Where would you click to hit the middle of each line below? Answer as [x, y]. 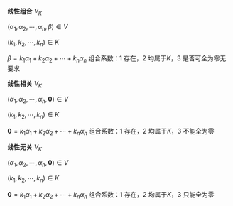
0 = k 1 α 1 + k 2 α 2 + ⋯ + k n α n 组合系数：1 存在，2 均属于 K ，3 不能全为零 [111, 132]
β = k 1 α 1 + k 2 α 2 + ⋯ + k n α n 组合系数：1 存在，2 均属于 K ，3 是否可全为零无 [117, 59]
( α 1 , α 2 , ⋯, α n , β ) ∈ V [38, 27]
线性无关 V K [25, 148]
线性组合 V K [25, 12]
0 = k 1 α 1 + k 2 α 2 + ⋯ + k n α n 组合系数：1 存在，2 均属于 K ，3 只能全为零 [111, 195]
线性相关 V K [25, 85]
